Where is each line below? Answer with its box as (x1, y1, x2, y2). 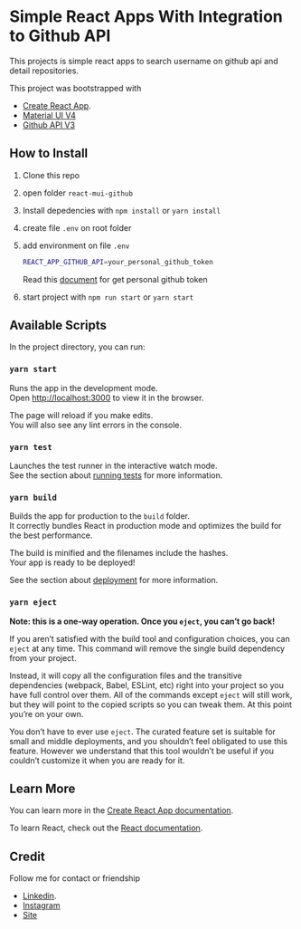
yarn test (9, 442, 52, 452)
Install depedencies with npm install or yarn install (22, 205, 221, 215)
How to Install (9, 146, 89, 161)
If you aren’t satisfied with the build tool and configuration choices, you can (9, 633, 291, 644)
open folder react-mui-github (22, 187, 134, 198)
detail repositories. (9, 65, 80, 76)
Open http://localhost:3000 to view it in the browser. (9, 392, 204, 403)
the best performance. (9, 530, 93, 541)
